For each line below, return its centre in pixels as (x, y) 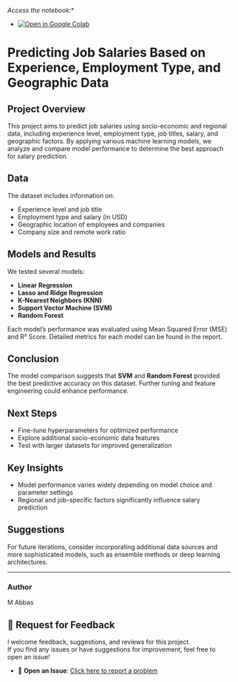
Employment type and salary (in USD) (72, 216)
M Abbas (21, 603)
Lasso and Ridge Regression (60, 292)
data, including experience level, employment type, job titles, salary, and (113, 133)
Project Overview (46, 109)
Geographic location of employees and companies (91, 224)
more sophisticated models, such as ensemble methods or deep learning (114, 554)
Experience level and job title (60, 209)
